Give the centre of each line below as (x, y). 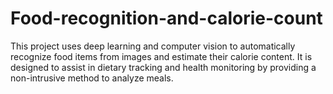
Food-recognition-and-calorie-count (166, 18)
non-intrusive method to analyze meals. (92, 78)
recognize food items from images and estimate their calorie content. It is (161, 56)
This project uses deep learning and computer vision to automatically (153, 46)
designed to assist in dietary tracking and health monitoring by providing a (163, 67)
